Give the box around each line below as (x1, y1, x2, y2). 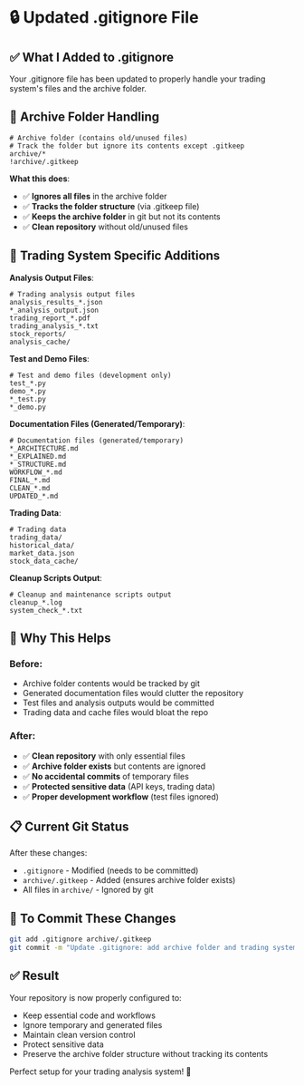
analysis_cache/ (9, 337, 71, 346)
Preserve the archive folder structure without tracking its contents (22, 1048, 269, 1059)
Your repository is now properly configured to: (9, 992, 183, 1003)
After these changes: (9, 848, 88, 858)
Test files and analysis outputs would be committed (22, 697, 214, 708)
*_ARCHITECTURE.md (9, 443, 79, 453)
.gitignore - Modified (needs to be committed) (22, 865, 199, 876)
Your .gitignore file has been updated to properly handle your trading (9, 73, 266, 84)
